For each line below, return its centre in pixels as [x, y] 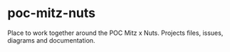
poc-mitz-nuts [52, 13]
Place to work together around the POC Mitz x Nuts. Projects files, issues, [115, 33]
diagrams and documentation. [51, 40]
